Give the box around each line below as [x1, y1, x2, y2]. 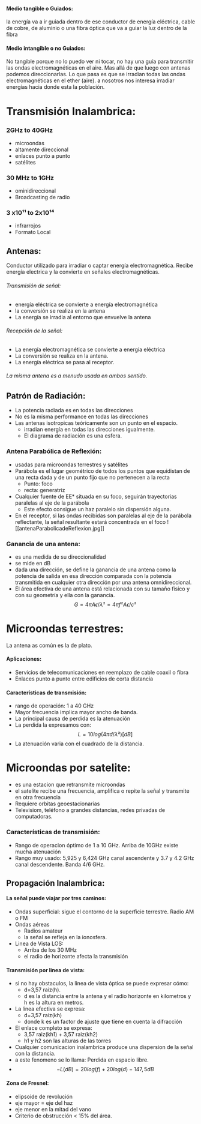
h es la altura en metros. [23, 999, 84, 1006]
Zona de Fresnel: [6, 1079, 49, 1086]
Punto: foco [23, 480, 53, 487]
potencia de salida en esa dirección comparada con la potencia [14, 572, 172, 579]
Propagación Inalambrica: [6, 878, 105, 888]
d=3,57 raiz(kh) [23, 1012, 62, 1019]
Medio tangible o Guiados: [6, 5, 73, 12]
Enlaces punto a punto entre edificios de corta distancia [14, 675, 154, 682]
